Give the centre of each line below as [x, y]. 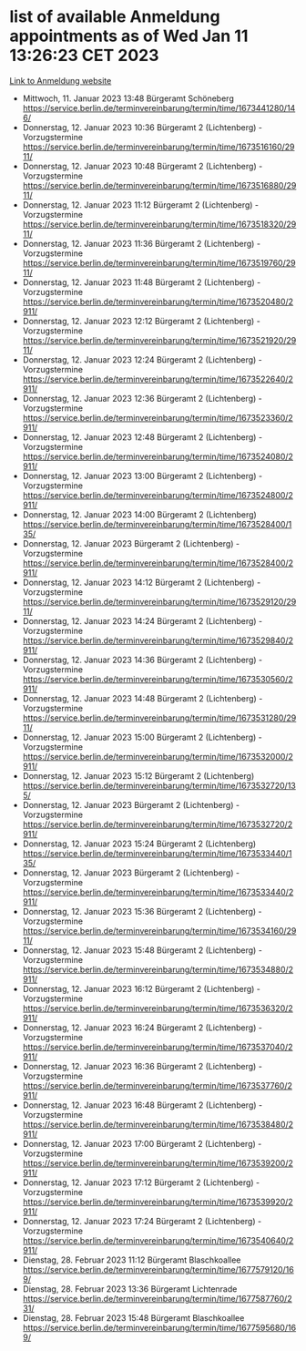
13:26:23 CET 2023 [84, 56]
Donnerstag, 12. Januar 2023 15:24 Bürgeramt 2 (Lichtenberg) [139, 844]
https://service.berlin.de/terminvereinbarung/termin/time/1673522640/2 [158, 379]
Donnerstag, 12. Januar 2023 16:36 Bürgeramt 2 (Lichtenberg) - [142, 1066]
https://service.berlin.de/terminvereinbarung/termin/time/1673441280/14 [159, 107]
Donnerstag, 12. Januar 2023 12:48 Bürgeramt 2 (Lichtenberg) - [142, 437]
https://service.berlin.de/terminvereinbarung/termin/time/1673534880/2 [158, 969]
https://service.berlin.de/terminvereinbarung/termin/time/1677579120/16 [158, 1269]
